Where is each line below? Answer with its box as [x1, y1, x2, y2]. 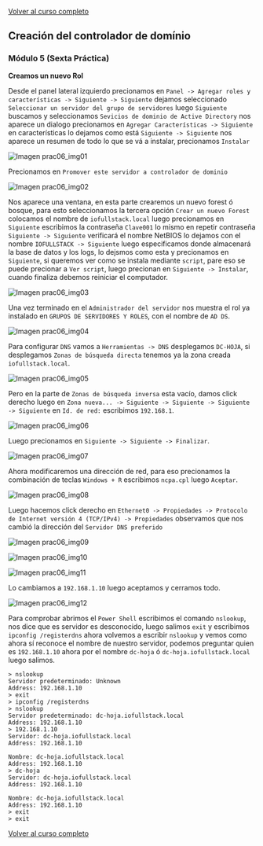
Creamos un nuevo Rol [8, 71, 84, 80]
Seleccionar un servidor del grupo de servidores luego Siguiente [8, 102, 228, 112]
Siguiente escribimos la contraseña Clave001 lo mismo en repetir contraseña [8, 222, 256, 231]
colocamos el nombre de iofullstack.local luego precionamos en [8, 214, 225, 223]
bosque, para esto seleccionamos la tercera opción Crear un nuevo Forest [8, 205, 250, 215]
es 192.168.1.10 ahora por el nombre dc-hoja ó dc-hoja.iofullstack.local [8, 646, 250, 656]
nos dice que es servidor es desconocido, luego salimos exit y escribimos [8, 621, 250, 631]
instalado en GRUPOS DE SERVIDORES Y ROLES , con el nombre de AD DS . [8, 311, 230, 321]
